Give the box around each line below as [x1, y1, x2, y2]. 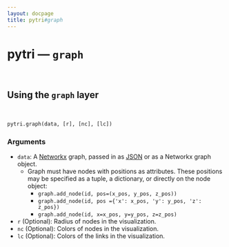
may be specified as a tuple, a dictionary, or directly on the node [27, 175, 211, 183]
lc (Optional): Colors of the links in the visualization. [17, 232, 166, 240]
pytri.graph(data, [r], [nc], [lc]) [7, 121, 112, 128]
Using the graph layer [7, 89, 99, 101]
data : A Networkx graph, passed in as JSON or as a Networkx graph [17, 152, 212, 161]
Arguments [7, 137, 46, 147]
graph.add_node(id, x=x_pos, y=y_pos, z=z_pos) [37, 211, 177, 218]
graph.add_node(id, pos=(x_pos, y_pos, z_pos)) [37, 190, 177, 197]
